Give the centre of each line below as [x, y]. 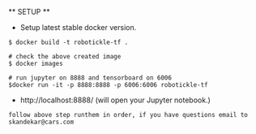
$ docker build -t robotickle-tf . [68, 42]
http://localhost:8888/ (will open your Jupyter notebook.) [115, 100]
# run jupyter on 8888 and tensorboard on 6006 [90, 78]
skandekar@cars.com [41, 122]
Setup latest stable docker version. [78, 27]
